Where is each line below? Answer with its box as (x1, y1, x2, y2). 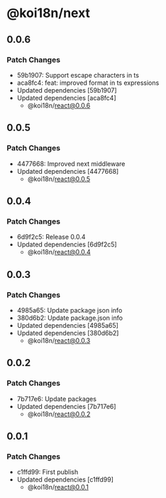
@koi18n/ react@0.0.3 (27, 336, 91, 345)
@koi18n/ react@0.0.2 (27, 410, 91, 418)
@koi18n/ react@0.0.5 (27, 175, 91, 183)
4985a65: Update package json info (16, 306, 123, 314)
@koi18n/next (6, 5, 90, 21)
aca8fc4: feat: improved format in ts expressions (16, 78, 160, 87)
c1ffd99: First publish (16, 468, 79, 477)
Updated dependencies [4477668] (16, 167, 119, 175)
